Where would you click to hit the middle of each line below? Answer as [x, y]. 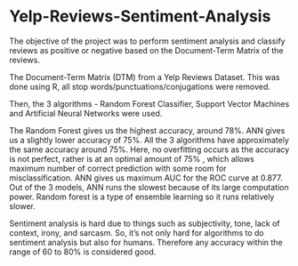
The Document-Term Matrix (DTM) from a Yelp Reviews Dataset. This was [145, 77]
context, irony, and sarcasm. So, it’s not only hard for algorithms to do [137, 232]
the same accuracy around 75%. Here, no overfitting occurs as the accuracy [149, 149]
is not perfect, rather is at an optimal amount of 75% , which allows [132, 158]
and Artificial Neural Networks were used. [86, 113]
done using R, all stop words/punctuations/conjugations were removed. [140, 86]
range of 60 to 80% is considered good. [83, 252]
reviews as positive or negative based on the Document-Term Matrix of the [146, 50]
